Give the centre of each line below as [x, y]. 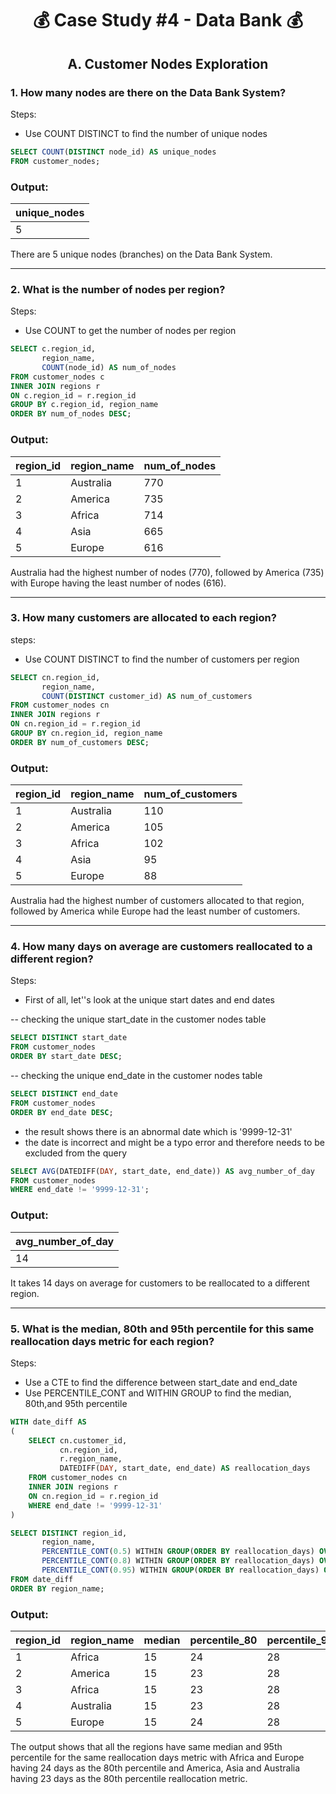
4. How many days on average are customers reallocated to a [161, 947]
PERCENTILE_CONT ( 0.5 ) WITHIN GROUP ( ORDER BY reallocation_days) [178, 1552]
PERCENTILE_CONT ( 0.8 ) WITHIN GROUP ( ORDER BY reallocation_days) [178, 1561]
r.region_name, [91, 1459]
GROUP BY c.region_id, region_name [84, 405]
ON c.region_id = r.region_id [73, 395]
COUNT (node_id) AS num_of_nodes [109, 367]
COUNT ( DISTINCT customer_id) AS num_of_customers [147, 696]
